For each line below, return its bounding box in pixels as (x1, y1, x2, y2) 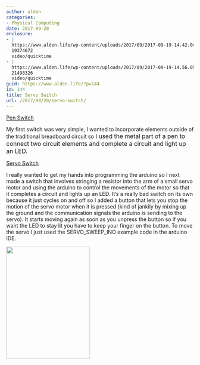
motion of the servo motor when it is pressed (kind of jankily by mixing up (6, 203, 187, 210)
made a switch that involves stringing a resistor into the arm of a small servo (6, 177, 193, 185)
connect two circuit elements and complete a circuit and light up (6, 139, 186, 148)
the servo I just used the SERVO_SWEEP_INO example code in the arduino (6, 228, 187, 235)
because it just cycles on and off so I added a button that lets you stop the (6, 197, 188, 204)
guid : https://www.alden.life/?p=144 (6, 81, 100, 87)
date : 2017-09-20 (6, 25, 49, 32)
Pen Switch (6, 114, 34, 121)
